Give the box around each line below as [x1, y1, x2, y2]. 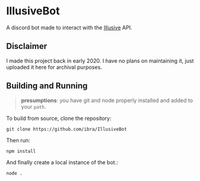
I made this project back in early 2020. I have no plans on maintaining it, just [6, 57, 194, 64]
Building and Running [6, 81, 88, 91]
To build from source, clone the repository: [6, 115, 112, 122]
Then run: [6, 136, 31, 144]
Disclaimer [6, 41, 47, 51]
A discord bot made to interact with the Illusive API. [6, 24, 133, 31]
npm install [6, 148, 36, 154]
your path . [20, 103, 46, 110]
